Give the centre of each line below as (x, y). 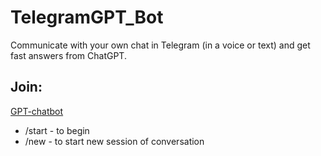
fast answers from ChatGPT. (68, 55)
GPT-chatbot (37, 111)
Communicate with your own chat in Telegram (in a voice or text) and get (160, 45)
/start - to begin (57, 130)
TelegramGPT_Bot (87, 17)
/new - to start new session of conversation (114, 141)
